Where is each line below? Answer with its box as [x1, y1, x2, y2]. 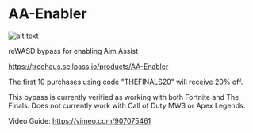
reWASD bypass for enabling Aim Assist [8, 46, 139, 55]
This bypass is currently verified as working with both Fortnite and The [8, 92, 240, 101]
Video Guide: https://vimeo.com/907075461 [8, 116, 151, 125]
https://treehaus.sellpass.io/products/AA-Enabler [8, 61, 169, 71]
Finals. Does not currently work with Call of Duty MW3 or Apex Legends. [8, 101, 246, 110]
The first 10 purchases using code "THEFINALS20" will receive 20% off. [8, 77, 243, 86]
